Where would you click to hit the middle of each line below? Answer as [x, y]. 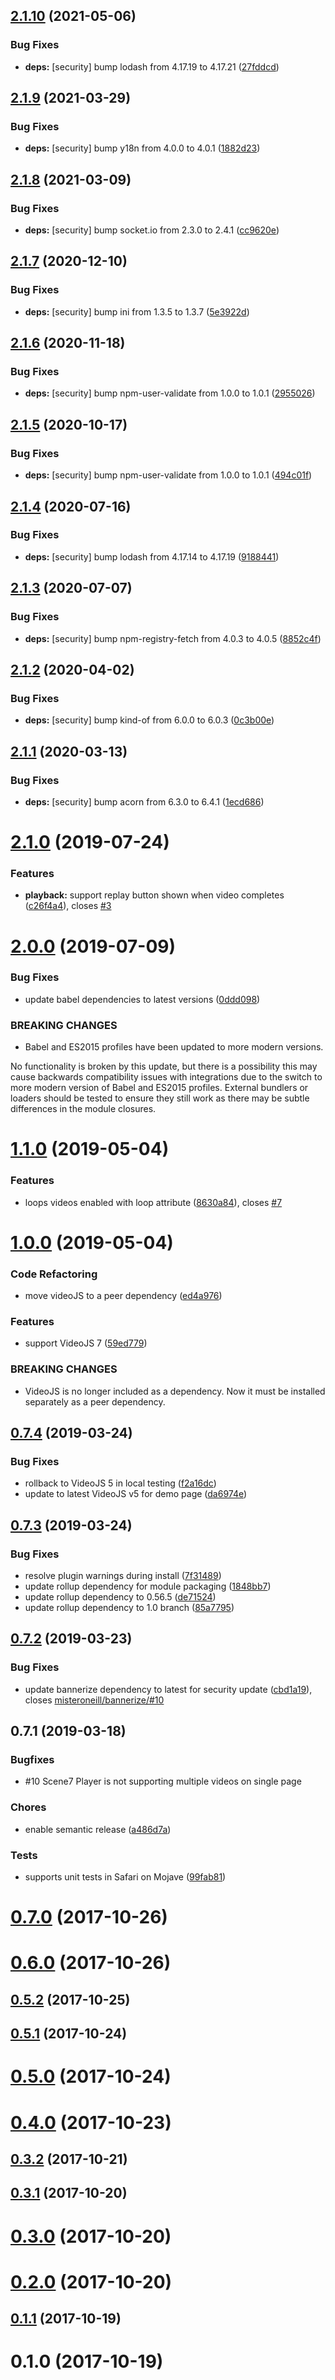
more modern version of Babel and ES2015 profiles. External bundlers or [159, 1088]
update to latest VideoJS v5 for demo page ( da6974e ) [136, 1494]
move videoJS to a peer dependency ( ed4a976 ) [123, 1296]
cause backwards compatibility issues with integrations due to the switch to [166, 1077]
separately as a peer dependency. [95, 1401]
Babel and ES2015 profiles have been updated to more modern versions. [174, 1047]
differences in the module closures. [83, 1109]
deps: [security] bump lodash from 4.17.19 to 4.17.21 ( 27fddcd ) [152, 66]
